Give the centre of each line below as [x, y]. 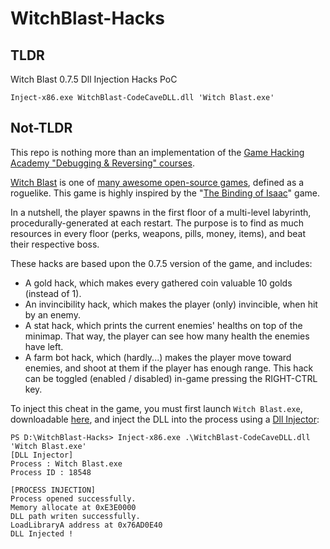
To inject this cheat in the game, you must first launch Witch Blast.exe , [156, 408]
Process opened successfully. [73, 498]
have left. [44, 346]
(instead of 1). [53, 293]
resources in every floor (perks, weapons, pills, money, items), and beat [158, 233]
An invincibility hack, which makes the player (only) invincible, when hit [171, 304]
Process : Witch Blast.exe [66, 463]
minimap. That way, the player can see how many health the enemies [167, 336]
